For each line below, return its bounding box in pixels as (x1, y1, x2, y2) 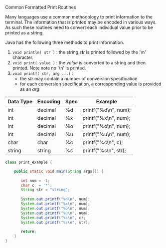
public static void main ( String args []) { (14, 169, 104, 174)
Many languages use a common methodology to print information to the (5, 14, 153, 19)
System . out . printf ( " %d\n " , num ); (20, 197, 91, 202)
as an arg (19, 86, 40, 92)
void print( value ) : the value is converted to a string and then (12, 60, 146, 65)
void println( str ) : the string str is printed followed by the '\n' (12, 49, 146, 55)
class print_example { (5, 160, 52, 165)
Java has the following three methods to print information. (5, 39, 125, 45)
